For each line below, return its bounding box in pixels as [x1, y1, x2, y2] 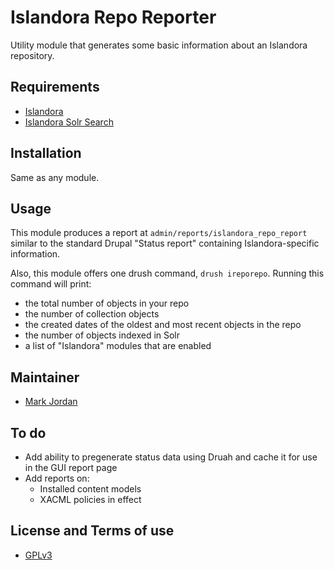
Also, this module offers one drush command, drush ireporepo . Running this [10, 267, 325, 280]
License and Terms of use [10, 522, 175, 540]
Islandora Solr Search [24, 116, 114, 128]
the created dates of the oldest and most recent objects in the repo [24, 319, 302, 331]
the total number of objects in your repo [24, 297, 190, 310]
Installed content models [39, 483, 142, 495]
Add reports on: [24, 472, 90, 484]
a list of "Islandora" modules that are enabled [24, 340, 212, 352]
